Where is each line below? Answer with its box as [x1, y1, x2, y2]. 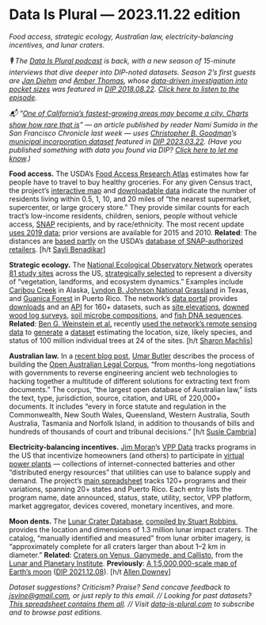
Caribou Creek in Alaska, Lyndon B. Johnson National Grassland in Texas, [9, 285, 249, 295]
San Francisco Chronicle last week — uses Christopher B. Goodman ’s [9, 128, 237, 138]
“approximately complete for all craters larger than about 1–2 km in [9, 541, 226, 551]
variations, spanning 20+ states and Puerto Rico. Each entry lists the [9, 484, 233, 494]
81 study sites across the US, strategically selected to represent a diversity [9, 268, 253, 278]
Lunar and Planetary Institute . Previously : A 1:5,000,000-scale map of [9, 558, 237, 568]
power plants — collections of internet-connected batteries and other [9, 459, 236, 468]
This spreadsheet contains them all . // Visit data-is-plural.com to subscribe [9, 599, 255, 608]
